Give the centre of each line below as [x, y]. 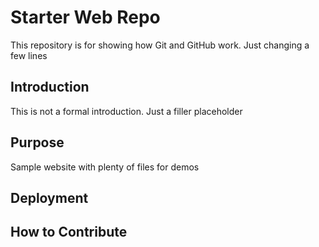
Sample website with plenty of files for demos [105, 167]
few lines [29, 55]
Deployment [49, 197]
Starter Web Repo [85, 17]
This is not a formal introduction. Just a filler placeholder [126, 111]
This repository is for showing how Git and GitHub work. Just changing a [160, 45]
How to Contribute [69, 232]
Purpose [37, 142]
